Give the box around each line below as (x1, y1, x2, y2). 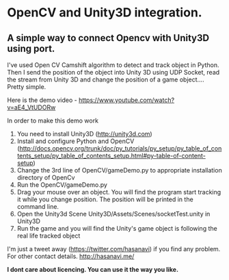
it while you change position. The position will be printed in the (16, 195, 193, 203)
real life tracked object (16, 231, 81, 240)
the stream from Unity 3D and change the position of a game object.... (7, 75, 204, 84)
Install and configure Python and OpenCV (16, 137, 135, 145)
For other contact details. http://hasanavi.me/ (7, 252, 135, 260)
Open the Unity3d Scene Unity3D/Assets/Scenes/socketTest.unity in (16, 210, 211, 218)
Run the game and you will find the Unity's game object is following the (16, 225, 217, 232)
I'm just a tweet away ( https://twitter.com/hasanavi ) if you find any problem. (7, 245, 221, 253)
